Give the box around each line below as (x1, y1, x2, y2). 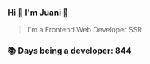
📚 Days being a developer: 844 (7, 45, 132, 56)
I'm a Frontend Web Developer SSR (26, 25, 142, 35)
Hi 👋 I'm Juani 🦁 (7, 7, 69, 18)
